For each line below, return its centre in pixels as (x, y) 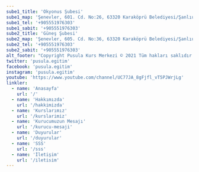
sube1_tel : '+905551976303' (41, 22)
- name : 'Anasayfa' (36, 89)
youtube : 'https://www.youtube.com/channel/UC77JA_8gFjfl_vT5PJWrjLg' (95, 77)
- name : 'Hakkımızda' (38, 99)
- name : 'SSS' (29, 143)
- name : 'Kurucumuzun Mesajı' (49, 122)
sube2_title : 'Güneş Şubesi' (42, 34)
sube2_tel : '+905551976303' (41, 45)
